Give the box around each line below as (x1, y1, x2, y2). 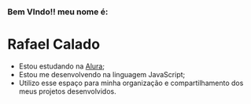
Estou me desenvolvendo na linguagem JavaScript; (18, 69, 186, 79)
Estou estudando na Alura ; (18, 61, 105, 71)
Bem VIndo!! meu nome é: (7, 6, 109, 17)
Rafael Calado (7, 35, 100, 54)
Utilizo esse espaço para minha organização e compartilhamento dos (18, 78, 244, 87)
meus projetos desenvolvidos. (18, 86, 116, 96)
